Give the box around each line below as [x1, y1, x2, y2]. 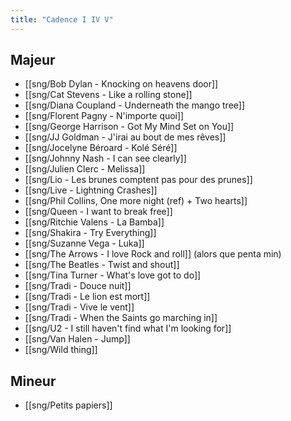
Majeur [10, 52, 56, 69]
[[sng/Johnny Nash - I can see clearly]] [24, 152, 187, 165]
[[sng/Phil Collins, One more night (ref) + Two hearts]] [24, 195, 248, 207]
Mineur [10, 372, 57, 390]
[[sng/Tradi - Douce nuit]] [24, 280, 132, 292]
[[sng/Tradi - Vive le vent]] [24, 301, 135, 313]
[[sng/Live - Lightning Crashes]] [24, 184, 158, 196]
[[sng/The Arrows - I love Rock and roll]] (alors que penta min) [24, 248, 282, 260]
